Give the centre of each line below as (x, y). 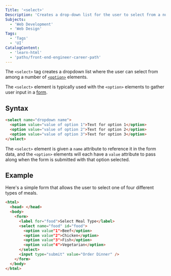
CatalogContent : (22, 48)
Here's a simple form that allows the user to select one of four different (80, 188)
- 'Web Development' (32, 24)
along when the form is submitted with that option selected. (68, 159)
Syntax (17, 108)
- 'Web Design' (26, 29)
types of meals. (22, 193)
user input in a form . (26, 93)
